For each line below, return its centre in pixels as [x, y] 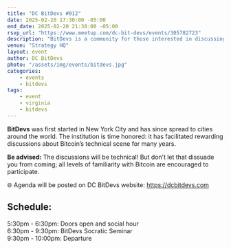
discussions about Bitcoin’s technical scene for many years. [92, 143]
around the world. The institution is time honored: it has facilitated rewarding [115, 136]
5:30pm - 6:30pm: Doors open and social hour [73, 224]
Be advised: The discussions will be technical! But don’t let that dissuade [111, 157]
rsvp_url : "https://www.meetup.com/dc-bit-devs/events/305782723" [104, 33]
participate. [23, 171]
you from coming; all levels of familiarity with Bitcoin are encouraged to [108, 164]
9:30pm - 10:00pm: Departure [49, 238]
